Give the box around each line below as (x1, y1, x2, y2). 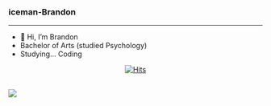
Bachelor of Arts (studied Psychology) (19, 41, 148, 51)
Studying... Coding (19, 49, 82, 59)
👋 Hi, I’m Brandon (19, 32, 78, 42)
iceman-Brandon (8, 6, 77, 18)
